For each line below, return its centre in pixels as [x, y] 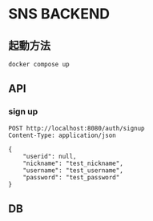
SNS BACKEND [59, 14]
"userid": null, [50, 156]
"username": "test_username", [73, 170]
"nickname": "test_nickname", [73, 163]
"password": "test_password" [71, 177]
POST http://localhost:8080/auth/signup [77, 128]
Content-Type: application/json [62, 135]
